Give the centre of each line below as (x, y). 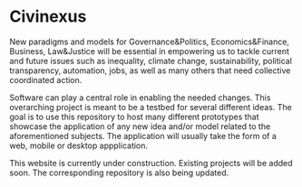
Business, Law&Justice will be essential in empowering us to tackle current (150, 51)
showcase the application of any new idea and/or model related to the (140, 126)
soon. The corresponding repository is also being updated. (119, 173)
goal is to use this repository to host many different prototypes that (135, 117)
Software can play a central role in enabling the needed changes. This (140, 98)
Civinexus (48, 17)
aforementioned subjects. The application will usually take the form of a (143, 136)
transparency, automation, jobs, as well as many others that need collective (150, 70)
